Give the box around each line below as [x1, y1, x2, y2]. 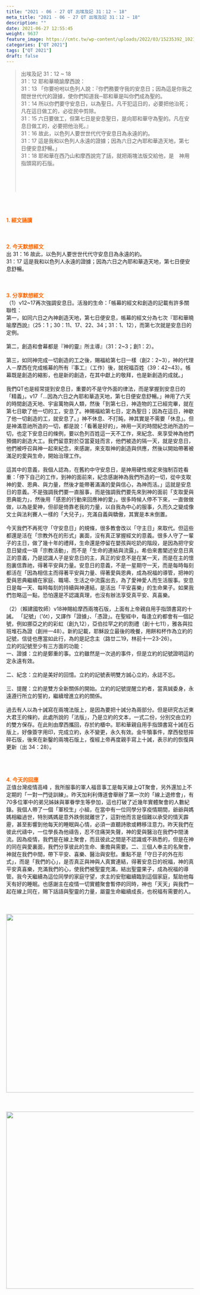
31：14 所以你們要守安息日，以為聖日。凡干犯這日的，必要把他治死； [20, 99, 190, 107]
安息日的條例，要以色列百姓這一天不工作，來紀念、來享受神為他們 [32, 429, 194, 437]
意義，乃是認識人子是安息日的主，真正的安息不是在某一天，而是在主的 [16, 554, 189, 561]
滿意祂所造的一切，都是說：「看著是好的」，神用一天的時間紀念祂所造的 [16, 422, 189, 429]
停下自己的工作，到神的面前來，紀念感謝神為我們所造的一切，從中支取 [18, 473, 192, 480]
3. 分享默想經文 [6, 291, 44, 298]
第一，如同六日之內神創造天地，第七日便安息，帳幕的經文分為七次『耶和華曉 [6, 314, 194, 321]
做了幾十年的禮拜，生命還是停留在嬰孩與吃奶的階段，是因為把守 [32, 539, 189, 546]
